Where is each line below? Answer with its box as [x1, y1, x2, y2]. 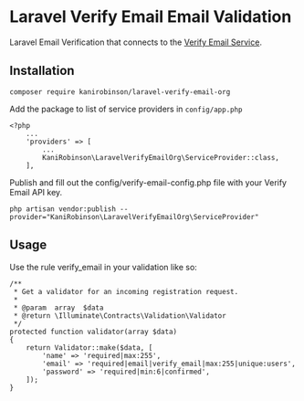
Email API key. [9, 186, 63, 197]
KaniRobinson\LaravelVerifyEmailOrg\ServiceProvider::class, [42, 153, 280, 162]
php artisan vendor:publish [9, 204, 117, 214]
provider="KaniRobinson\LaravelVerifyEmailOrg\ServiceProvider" [9, 212, 259, 221]
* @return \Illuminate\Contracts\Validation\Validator [13, 311, 226, 321]
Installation [9, 63, 75, 79]
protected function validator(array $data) [9, 327, 178, 336]
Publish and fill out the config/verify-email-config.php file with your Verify [9, 176, 288, 188]
